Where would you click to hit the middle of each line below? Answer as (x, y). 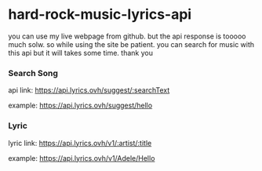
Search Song (33, 73)
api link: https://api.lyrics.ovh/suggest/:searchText (89, 90)
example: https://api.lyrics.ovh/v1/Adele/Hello (82, 158)
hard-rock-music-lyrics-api (100, 15)
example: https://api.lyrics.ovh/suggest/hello (80, 106)
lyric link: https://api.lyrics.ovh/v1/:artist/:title (80, 143)
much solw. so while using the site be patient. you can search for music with (131, 44)
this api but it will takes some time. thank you (80, 53)
